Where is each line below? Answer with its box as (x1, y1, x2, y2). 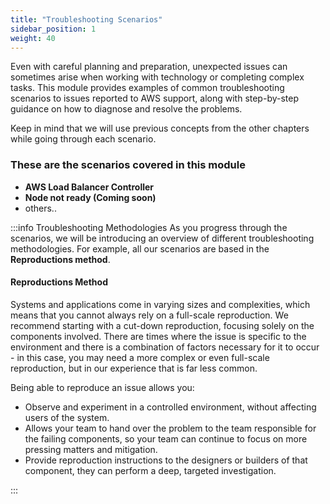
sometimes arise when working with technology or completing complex (10, 71, 305, 83)
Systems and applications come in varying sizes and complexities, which (10, 298, 311, 310)
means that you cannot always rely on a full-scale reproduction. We (10, 309, 289, 321)
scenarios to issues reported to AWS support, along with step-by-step (10, 92, 300, 105)
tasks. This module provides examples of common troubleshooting (10, 82, 285, 94)
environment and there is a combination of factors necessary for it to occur (10, 341, 320, 353)
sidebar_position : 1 (10, 24, 97, 34)
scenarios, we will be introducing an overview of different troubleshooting (10, 232, 315, 244)
